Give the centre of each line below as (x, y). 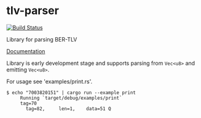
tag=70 (28, 103)
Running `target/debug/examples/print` (71, 98)
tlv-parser (33, 11)
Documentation (26, 51)
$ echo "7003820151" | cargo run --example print (71, 92)
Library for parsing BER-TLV (42, 39)
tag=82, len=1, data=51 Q (69, 109)
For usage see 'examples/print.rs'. (49, 81)
